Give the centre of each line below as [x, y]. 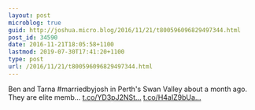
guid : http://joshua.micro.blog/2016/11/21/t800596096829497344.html [125, 30]
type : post [26, 60]
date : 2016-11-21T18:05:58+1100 [61, 45]
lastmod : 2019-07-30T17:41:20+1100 [67, 52]
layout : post [30, 15]
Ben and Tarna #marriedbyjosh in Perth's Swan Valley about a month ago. [128, 89]
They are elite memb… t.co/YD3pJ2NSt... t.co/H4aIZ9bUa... [105, 97]
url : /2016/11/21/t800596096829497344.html [81, 67]
